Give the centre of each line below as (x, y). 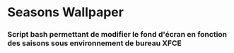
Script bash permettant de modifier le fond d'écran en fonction (117, 35)
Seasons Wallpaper (65, 12)
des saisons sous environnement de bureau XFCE (94, 43)
